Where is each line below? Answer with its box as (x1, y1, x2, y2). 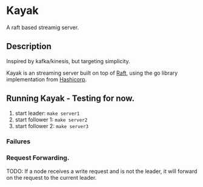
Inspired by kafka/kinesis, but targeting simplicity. (6, 57, 130, 64)
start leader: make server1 (15, 109, 80, 117)
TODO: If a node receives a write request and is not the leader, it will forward (6, 168, 198, 175)
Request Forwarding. (6, 154, 70, 162)
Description (6, 41, 52, 52)
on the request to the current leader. (6, 174, 97, 181)
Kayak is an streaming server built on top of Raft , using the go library (6, 69, 178, 76)
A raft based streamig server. (6, 24, 79, 31)
